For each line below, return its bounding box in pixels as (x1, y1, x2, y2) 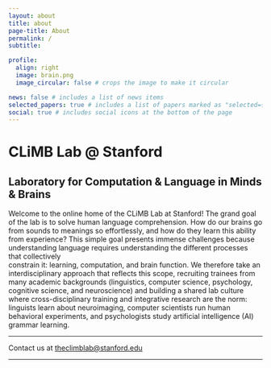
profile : (8, 56, 38, 64)
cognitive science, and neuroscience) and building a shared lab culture (8, 286, 244, 296)
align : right (15, 64, 60, 72)
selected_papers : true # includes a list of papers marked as (8, 101, 222, 109)
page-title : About (8, 27, 70, 35)
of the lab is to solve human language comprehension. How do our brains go (8, 217, 263, 227)
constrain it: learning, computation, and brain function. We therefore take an (8, 260, 261, 270)
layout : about (8, 11, 56, 20)
